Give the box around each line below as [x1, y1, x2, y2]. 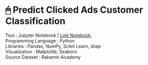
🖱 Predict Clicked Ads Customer [5, 4, 143, 16]
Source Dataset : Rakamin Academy [5, 54, 81, 60]
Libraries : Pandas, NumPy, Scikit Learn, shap [5, 43, 101, 49]
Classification [5, 15, 65, 27]
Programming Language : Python [5, 37, 75, 44]
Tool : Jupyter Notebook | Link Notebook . [5, 32, 92, 38]
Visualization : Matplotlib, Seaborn [5, 48, 78, 55]
